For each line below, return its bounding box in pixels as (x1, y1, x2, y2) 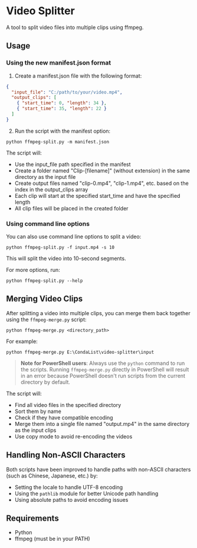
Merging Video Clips (6, 294, 83, 304)
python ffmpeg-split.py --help (6, 278, 83, 284)
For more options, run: (6, 267, 60, 274)
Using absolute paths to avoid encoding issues (14, 496, 129, 503)
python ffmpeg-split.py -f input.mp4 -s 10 (6, 245, 115, 251)
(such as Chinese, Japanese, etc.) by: (6, 472, 98, 479)
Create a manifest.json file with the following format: (14, 72, 142, 79)
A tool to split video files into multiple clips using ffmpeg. (6, 24, 144, 31)
